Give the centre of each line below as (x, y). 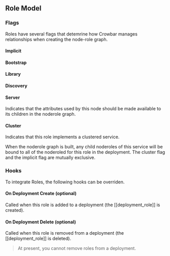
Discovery (16, 86)
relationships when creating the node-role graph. (57, 39)
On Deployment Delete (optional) (41, 222)
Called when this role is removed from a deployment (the (65, 233)
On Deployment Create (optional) (41, 194)
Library (13, 74)
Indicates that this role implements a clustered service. (62, 137)
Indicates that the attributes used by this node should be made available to (83, 109)
